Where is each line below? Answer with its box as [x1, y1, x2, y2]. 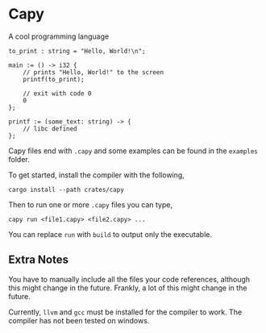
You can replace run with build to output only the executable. [8, 229, 212, 239]
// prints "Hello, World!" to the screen [23, 68, 164, 77]
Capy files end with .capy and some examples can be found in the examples [8, 146, 258, 156]
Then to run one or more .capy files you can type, [8, 199, 173, 210]
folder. [8, 154, 30, 164]
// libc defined [23, 124, 78, 133]
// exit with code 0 [23, 89, 92, 98]
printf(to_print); [23, 75, 85, 83]
